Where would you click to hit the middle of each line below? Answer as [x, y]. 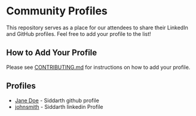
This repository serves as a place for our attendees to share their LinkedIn [97, 28]
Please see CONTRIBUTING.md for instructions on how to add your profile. [98, 67]
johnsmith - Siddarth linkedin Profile [59, 106]
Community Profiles [57, 11]
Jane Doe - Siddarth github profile [57, 100]
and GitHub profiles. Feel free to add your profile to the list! [79, 33]
